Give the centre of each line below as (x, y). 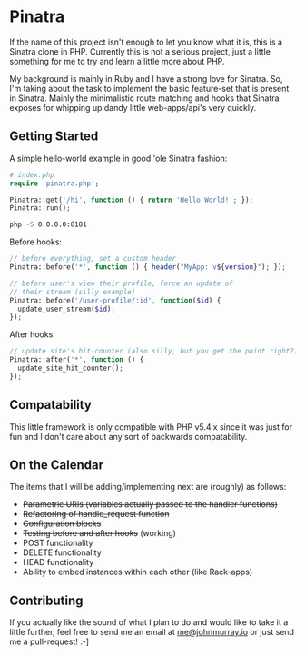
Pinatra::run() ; (40, 208)
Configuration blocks (62, 523)
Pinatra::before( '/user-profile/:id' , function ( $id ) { (115, 300)
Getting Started (54, 137)
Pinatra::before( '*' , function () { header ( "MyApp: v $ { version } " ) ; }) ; (148, 267)
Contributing (46, 600)
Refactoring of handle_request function (96, 514)
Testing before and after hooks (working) (99, 533)
